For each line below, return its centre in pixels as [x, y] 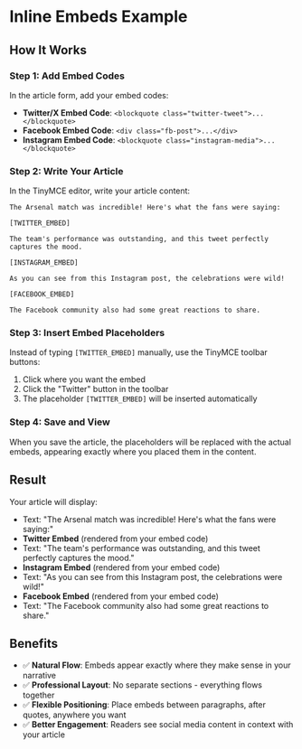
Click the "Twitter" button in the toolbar [95, 389]
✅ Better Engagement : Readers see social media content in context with [158, 725]
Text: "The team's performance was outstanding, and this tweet [141, 548]
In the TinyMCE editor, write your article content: [100, 191]
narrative [39, 676]
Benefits [34, 643]
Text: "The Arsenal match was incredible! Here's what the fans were [149, 519]
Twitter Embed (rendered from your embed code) [115, 538]
